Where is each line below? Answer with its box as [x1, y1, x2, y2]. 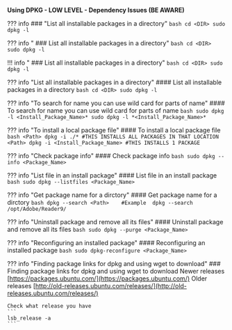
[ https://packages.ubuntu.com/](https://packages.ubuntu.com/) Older [7, 274, 208, 283]
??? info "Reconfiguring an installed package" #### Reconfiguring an [7, 239, 206, 246]
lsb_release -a [7, 315, 51, 322]
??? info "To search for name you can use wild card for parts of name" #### [7, 99, 226, 107]
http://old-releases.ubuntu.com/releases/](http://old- [35, 282, 188, 290]
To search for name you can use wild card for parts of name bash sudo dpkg [7, 107, 224, 114]
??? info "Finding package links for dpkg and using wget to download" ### [7, 260, 221, 267]
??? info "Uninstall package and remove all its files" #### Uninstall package [7, 218, 224, 226]
